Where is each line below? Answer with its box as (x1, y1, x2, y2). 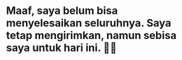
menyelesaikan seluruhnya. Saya (6, 16, 172, 30)
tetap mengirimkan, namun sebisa (6, 29, 177, 42)
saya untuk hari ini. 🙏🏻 (6, 41, 117, 55)
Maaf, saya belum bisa (6, 4, 118, 17)
